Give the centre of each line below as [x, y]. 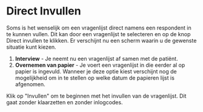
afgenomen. [30, 84]
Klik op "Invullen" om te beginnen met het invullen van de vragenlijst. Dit [96, 96]
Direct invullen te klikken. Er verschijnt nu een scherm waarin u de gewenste [101, 40]
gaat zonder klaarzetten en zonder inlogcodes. [65, 102]
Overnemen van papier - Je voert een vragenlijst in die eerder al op [100, 65]
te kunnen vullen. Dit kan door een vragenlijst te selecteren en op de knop [98, 34]
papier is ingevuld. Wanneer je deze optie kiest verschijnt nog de [96, 71]
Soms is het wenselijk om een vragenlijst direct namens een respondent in [99, 28]
